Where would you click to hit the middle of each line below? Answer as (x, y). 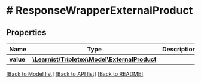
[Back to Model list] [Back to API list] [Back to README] (75, 74)
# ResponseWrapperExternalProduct (100, 10)
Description (179, 49)
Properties (26, 33)
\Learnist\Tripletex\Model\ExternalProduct (94, 59)
